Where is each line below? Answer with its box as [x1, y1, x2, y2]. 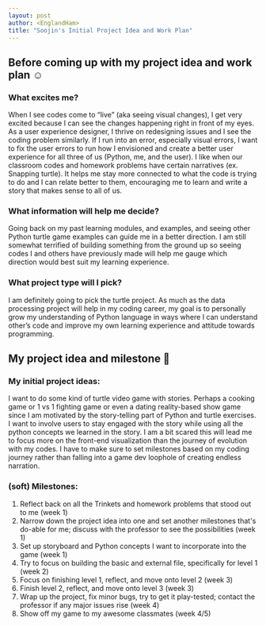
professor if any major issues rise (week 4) [19, 600, 160, 609]
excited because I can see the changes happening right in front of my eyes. [8, 118, 255, 128]
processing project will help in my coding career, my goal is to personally [8, 303, 246, 313]
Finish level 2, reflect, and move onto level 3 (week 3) [19, 583, 195, 593]
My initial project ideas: [8, 375, 101, 386]
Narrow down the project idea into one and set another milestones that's [19, 516, 256, 525]
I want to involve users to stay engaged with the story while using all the [8, 419, 244, 428]
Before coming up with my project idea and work [8, 56, 253, 69]
